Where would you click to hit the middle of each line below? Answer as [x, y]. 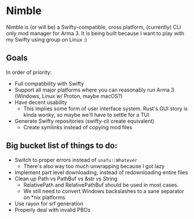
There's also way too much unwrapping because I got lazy [94, 166]
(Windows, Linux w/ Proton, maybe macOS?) [69, 96]
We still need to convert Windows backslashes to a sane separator [104, 191]
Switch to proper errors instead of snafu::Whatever [76, 160]
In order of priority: [29, 72]
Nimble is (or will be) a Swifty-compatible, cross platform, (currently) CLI [94, 27]
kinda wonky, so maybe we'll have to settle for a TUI [86, 114]
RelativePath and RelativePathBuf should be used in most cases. [101, 185]
